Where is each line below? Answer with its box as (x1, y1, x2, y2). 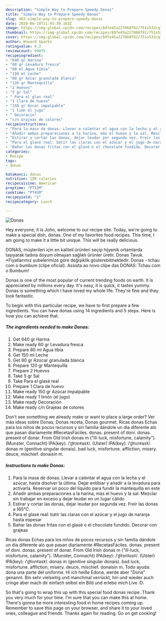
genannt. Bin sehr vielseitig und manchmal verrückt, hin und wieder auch (5, 575, 154, 581)
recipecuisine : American (5, 181, 57, 186)
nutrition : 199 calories (5, 176, 57, 181)
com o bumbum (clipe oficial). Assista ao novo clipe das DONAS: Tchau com (5, 262, 161, 268)
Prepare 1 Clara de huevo (12, 384, 64, 390)
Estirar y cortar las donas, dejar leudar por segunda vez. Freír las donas (12, 501, 158, 507)
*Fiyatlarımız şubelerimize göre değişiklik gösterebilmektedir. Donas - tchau (5, 257, 160, 263)
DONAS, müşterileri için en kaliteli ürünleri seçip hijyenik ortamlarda (5, 247, 142, 253)
